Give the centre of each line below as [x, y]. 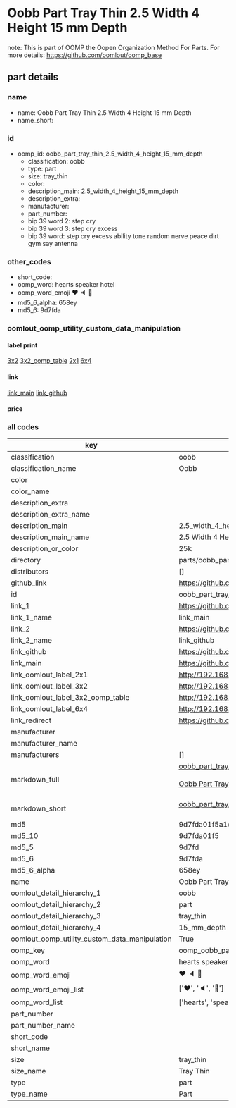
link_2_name [32, 641]
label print [22, 345]
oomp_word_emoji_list [47, 990]
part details [33, 77]
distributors [30, 572]
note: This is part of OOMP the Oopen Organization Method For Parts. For [113, 47]
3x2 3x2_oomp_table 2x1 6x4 [50, 361]
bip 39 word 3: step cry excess [73, 228]
